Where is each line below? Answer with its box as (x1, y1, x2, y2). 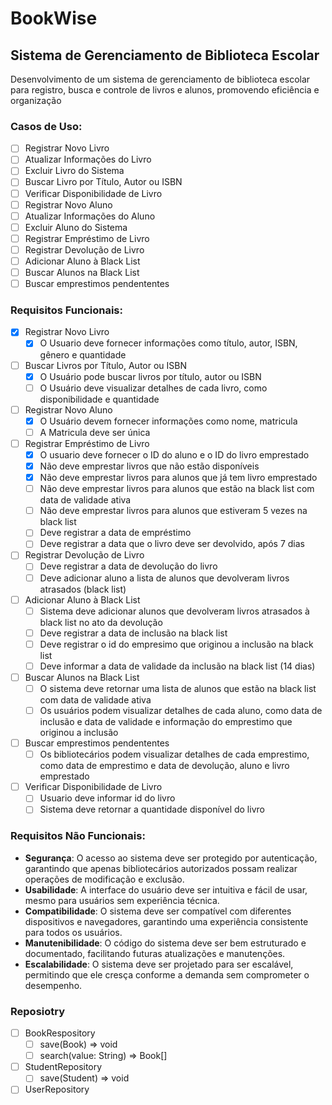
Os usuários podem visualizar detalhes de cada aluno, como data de (39, 705, 323, 717)
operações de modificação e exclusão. (24, 873, 185, 885)
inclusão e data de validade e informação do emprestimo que (39, 716, 293, 728)
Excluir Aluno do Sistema (24, 221, 128, 233)
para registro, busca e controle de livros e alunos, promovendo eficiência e (10, 84, 320, 96)
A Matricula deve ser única (39, 426, 151, 438)
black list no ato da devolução (39, 616, 163, 628)
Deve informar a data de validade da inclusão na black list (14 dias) (39, 660, 316, 672)
